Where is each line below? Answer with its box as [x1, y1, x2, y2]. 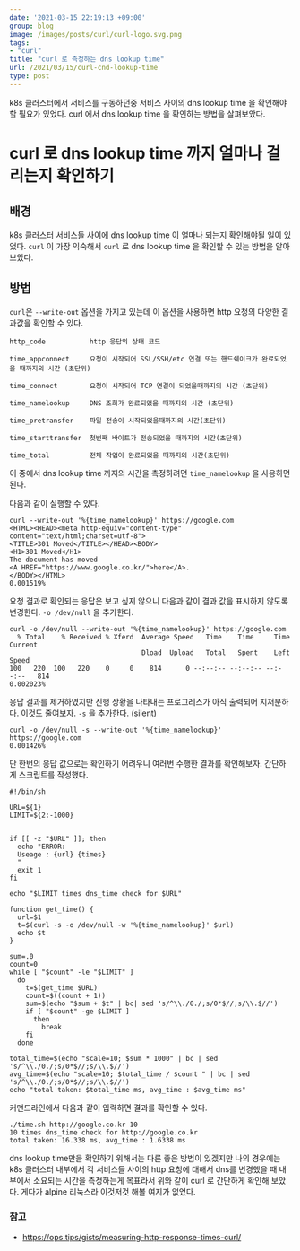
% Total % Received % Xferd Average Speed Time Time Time [17, 632, 291, 641]
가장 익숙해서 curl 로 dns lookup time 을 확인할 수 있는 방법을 [56, 240, 274, 251]
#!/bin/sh [9, 786, 47, 796]
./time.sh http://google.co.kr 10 [9, 1120, 139, 1129]
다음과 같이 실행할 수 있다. [9, 498, 100, 508]
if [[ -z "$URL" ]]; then [9, 834, 106, 843]
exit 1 [17, 865, 42, 874]
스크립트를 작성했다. [18, 769, 89, 780]
